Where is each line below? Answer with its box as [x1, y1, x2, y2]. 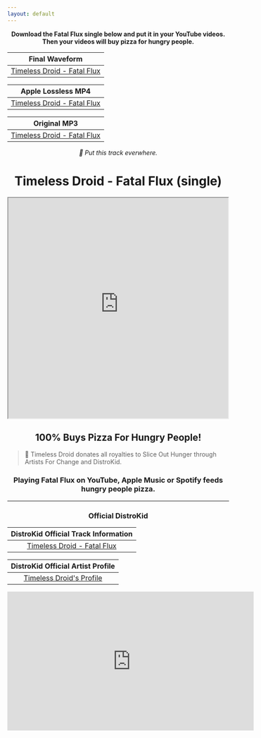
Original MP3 [33, 118, 79, 128]
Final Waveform [28, 54, 83, 63]
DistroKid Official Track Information [11, 528, 133, 538]
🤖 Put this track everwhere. [78, 148, 158, 157]
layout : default [7, 10, 55, 18]
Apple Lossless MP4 [20, 86, 91, 96]
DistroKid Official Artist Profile [11, 561, 115, 571]
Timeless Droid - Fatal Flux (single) [14, 173, 222, 189]
